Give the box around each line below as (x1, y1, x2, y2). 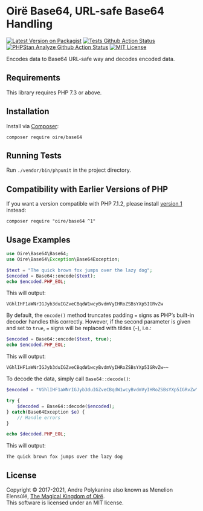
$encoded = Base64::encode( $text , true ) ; (6, 336, 112, 342)
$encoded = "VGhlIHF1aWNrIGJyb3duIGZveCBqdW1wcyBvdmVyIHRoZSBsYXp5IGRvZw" (6, 387, 199, 393)
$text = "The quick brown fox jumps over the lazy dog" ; (6, 267, 153, 273)
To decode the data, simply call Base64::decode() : (6, 375, 131, 382)
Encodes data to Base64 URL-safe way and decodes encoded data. (6, 55, 175, 62)
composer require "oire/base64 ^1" (6, 218, 96, 224)
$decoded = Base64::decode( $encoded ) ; (17, 403, 115, 409)
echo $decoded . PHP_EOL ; (6, 431, 66, 437)
